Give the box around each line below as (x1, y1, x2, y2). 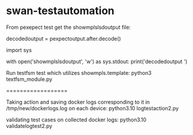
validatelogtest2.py (6, 122, 53, 129)
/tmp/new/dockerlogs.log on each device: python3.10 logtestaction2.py (6, 104, 179, 111)
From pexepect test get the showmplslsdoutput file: (6, 24, 131, 31)
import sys (6, 46, 32, 54)
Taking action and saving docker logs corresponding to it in (6, 98, 150, 106)
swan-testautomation (6, 4, 115, 18)
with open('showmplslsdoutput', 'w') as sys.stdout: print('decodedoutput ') (6, 58, 188, 65)
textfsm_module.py (6, 75, 53, 83)
